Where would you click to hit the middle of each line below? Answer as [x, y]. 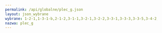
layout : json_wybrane [27, 14]
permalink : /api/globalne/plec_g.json [44, 9]
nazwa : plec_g [19, 23]
